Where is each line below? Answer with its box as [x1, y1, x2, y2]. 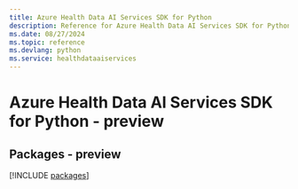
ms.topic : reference [9, 37, 86, 47]
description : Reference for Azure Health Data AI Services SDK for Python [9, 21, 292, 30]
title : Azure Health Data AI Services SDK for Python [9, 12, 213, 22]
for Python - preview [9, 112, 164, 131]
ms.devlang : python [9, 46, 82, 55]
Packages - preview [9, 146, 122, 161]
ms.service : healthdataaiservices [9, 54, 137, 63]
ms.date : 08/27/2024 [9, 29, 86, 38]
